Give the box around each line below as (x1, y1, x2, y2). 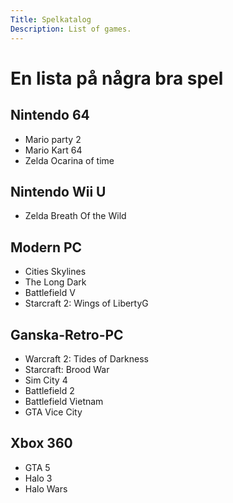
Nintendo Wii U (10, 183, 107, 200)
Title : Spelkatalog (10, 14, 92, 25)
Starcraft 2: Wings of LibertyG (24, 297, 149, 310)
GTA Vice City (24, 406, 83, 418)
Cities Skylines (24, 266, 87, 278)
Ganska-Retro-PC (10, 326, 124, 343)
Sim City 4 (24, 374, 68, 386)
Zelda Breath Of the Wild (24, 210, 127, 222)
